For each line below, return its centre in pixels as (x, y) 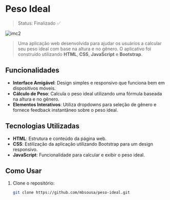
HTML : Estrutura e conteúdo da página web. (59, 138)
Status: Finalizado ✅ (39, 23)
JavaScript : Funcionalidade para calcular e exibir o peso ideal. (79, 155)
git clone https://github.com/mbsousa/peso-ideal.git (71, 193)
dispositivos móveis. (34, 88)
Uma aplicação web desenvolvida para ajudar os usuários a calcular (90, 43)
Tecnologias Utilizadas (42, 126)
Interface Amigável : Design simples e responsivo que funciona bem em (89, 83)
